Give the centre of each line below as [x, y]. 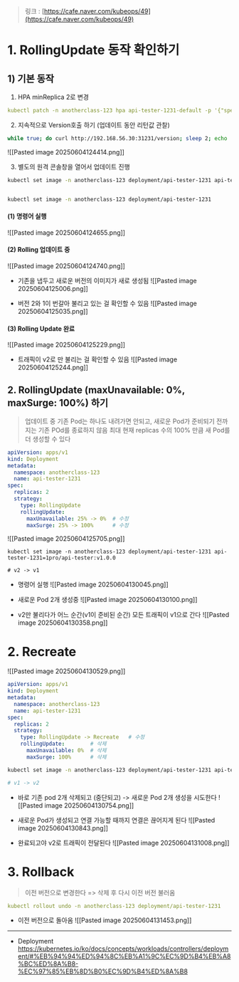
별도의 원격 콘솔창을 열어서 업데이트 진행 [74, 167]
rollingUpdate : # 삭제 [63, 744]
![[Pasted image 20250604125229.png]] [67, 345]
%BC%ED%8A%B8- [48, 964]
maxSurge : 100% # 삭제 [66, 757]
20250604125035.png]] [53, 311]
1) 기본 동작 [31, 79]
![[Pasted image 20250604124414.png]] [66, 152]
